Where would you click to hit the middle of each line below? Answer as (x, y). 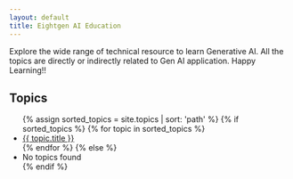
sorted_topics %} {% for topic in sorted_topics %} (114, 129)
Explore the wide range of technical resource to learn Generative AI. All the (146, 51)
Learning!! (28, 70)
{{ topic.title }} (48, 138)
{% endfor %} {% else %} (69, 148)
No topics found (52, 158)
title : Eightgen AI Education (65, 26)
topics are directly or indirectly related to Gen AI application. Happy (133, 61)
